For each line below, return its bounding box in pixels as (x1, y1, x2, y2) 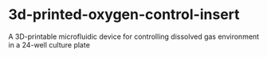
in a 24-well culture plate (8, 40, 90, 49)
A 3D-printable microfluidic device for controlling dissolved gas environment (8, 32, 260, 41)
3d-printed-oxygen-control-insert (8, 6, 241, 24)
